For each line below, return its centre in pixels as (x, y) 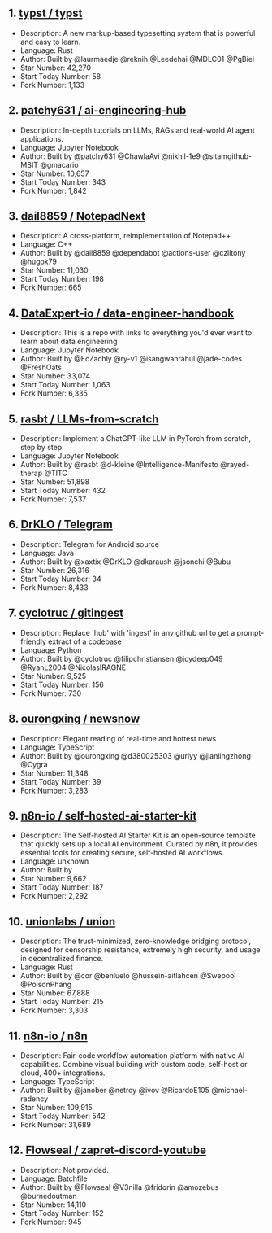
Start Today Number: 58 (60, 76)
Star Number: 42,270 (56, 68)
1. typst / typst (45, 13)
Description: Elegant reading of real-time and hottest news (118, 738)
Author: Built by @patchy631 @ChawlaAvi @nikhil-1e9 (110, 156)
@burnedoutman (48, 1196)
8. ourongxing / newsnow (74, 719)
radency (34, 1099)
